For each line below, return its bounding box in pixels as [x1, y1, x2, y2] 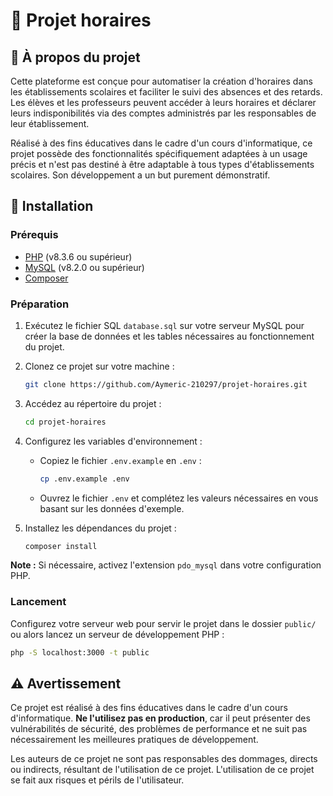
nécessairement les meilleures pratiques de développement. [10, 734, 259, 746]
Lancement [10, 595, 67, 609]
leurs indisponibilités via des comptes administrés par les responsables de [10, 107, 317, 119]
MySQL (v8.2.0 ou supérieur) [24, 261, 145, 273]
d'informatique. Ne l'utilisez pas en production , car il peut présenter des [10, 712, 311, 724]
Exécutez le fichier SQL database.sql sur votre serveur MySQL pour [24, 319, 305, 331]
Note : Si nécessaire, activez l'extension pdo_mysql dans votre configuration [10, 559, 322, 571]
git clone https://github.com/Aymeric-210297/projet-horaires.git [24, 379, 308, 389]
